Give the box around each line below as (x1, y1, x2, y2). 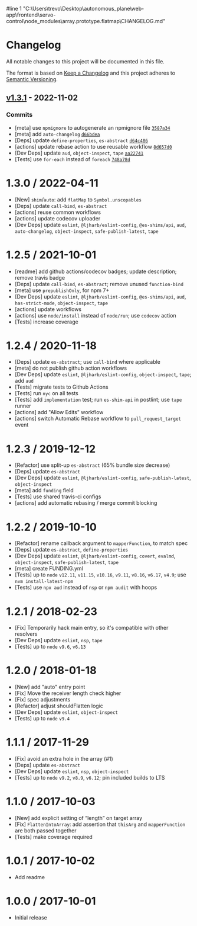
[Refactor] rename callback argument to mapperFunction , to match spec (14, 540, 188, 547)
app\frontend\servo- (6, 11, 56, 18)
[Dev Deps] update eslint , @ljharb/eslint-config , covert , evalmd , (14, 552, 176, 559)
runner (14, 402, 31, 409)
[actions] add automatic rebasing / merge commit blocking (14, 499, 157, 507)
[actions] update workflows (14, 305, 81, 313)
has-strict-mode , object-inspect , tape (14, 299, 109, 306)
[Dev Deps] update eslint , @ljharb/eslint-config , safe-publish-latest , (14, 474, 192, 482)
